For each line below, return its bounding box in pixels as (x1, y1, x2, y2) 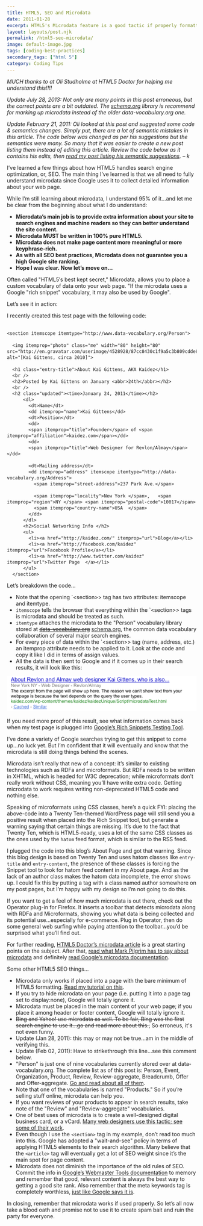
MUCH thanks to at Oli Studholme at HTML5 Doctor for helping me (7, 78, 173, 85)
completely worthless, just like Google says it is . (15, 1188, 135, 1195)
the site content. (15, 226, 58, 233)
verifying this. (15, 1041, 50, 1048)
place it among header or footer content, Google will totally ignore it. (15, 1009, 186, 1016)
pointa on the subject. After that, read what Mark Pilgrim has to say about (7, 947, 189, 954)
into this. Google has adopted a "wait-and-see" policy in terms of (15, 1137, 178, 1144)
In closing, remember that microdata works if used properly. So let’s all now (7, 1200, 195, 1207)
